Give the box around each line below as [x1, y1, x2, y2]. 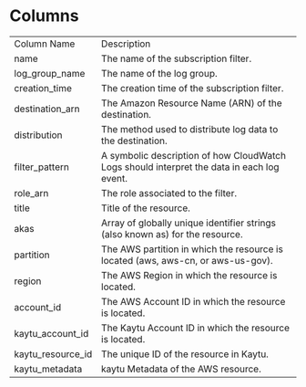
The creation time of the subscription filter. [101, 81, 284, 94]
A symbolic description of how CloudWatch [101, 149, 287, 162]
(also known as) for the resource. [101, 227, 243, 240]
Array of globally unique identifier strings [101, 216, 276, 229]
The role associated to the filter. [101, 186, 238, 199]
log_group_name [14, 67, 86, 79]
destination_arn [14, 102, 80, 115]
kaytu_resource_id [14, 348, 93, 361]
